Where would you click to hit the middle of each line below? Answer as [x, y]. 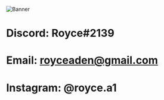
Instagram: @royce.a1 [62, 88]
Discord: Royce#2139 [60, 33]
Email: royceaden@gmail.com [82, 60]
